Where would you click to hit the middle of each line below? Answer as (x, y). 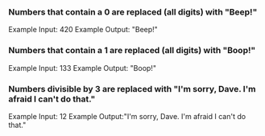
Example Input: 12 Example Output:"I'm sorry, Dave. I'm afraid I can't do (127, 116)
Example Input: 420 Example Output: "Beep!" (83, 30)
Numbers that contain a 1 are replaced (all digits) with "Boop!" (132, 51)
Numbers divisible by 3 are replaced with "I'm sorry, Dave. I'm (132, 89)
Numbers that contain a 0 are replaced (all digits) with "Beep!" (133, 12)
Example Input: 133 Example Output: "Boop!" (83, 68)
